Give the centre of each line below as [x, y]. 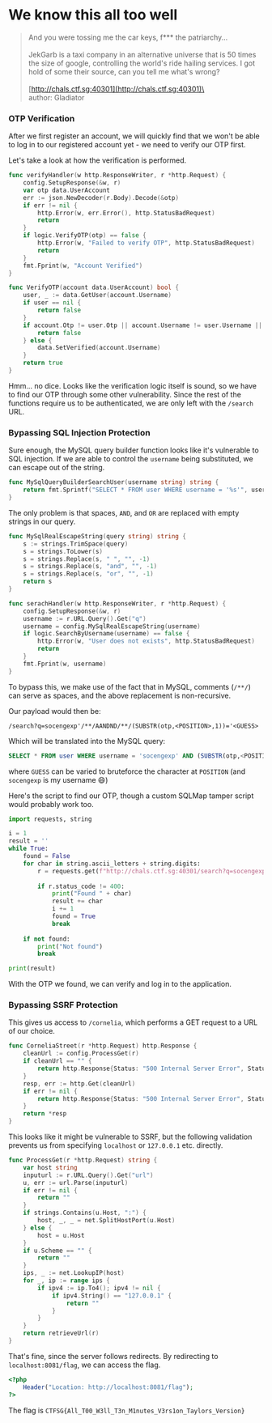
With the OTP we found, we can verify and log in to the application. [120, 984]
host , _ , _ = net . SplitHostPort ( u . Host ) [106, 1221]
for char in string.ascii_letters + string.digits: [112, 864]
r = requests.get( [68, 871]
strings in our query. [42, 521]
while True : [28, 849]
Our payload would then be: [55, 711]
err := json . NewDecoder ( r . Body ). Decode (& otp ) [101, 198]
